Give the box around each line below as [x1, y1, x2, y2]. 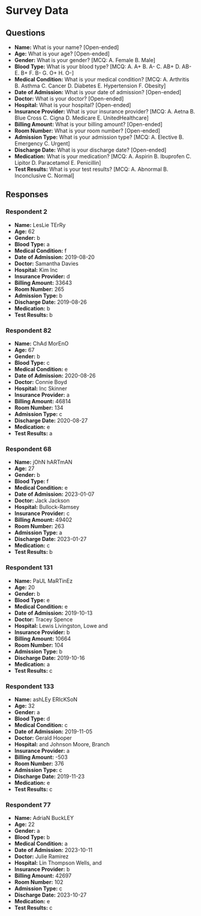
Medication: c [14, 542, 51, 549]
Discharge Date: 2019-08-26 [14, 298, 87, 306]
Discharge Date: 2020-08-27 [14, 417, 88, 424]
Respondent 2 [5, 208, 48, 216]
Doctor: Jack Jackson [14, 497, 70, 504]
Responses [5, 190, 49, 200]
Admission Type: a [14, 529, 63, 536]
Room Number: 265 [14, 285, 64, 293]
